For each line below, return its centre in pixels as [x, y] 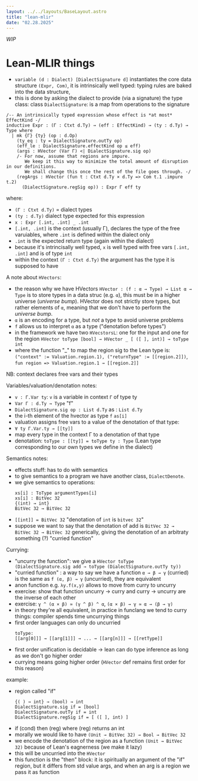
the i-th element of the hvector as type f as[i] [71, 416]
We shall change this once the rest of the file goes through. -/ [108, 172]
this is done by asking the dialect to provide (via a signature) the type [98, 98]
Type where [19, 131]
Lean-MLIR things [51, 63]
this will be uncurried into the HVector [60, 753]
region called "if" [35, 691]
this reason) [29, 669]
